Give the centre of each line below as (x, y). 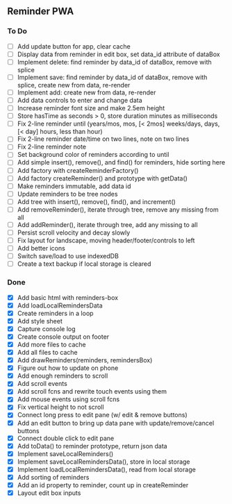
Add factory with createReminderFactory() (78, 170)
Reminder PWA (41, 11)
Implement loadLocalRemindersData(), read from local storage (106, 469)
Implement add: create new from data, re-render (86, 92)
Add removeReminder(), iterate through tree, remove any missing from (118, 209)
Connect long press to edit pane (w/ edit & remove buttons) (102, 415)
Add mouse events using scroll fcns (68, 399)
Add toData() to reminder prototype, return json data (92, 446)
